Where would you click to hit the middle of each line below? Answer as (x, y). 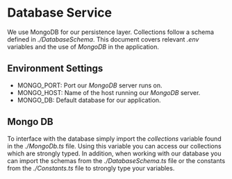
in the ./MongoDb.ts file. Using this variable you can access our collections (114, 146)
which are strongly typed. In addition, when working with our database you (114, 153)
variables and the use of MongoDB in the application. (83, 46)
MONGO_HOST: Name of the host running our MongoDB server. (109, 92)
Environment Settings (55, 68)
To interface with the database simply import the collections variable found (114, 138)
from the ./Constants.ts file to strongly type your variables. (91, 168)
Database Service (60, 13)
